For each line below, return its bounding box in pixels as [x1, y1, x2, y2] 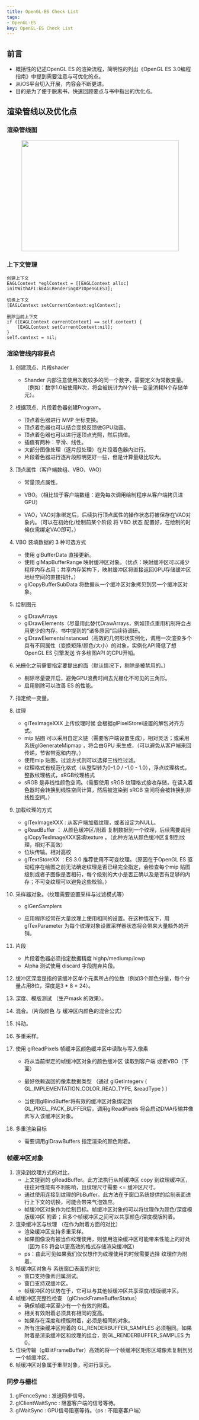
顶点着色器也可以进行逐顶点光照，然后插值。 [24, 431, 134, 438]
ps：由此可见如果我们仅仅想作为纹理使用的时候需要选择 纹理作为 [24, 1250, 182, 1257]
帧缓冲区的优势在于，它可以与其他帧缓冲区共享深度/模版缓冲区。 [24, 1287, 182, 1294]
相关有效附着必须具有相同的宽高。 [24, 1309, 108, 1316]
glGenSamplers [24, 903, 62, 910]
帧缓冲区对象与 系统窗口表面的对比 [15, 1265, 100, 1272]
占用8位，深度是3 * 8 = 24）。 [20, 982, 94, 989]
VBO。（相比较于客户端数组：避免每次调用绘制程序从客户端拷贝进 [24, 491, 184, 498]
